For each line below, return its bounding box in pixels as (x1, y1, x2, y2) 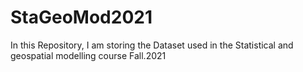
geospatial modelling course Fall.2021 (10, 49, 167, 61)
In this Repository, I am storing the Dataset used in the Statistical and (10, 39, 294, 51)
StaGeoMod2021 (10, 6, 153, 29)
